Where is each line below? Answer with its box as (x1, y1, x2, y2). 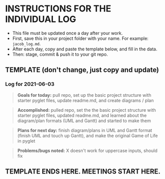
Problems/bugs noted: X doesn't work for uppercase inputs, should (17, 148, 158, 154)
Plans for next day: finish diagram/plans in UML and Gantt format (17, 127, 153, 133)
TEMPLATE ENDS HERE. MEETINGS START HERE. (5, 168, 161, 176)
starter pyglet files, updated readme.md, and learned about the (17, 112, 147, 118)
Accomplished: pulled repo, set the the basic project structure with (17, 107, 156, 113)
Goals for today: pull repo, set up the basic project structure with (17, 92, 152, 98)
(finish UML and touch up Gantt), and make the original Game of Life (17, 133, 158, 139)
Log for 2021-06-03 (5, 81, 55, 88)
